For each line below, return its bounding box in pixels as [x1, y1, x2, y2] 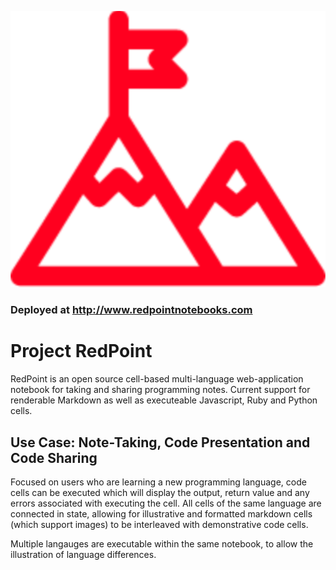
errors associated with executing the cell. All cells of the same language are [10, 497, 322, 509]
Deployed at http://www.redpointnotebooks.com [10, 303, 253, 317]
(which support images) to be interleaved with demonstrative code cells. [10, 518, 309, 530]
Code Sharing [10, 449, 98, 466]
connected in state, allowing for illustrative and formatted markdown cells [10, 507, 313, 520]
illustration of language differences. [10, 548, 157, 560]
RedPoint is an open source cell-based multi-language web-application [10, 373, 304, 385]
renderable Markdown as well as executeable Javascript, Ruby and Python [10, 394, 318, 406]
